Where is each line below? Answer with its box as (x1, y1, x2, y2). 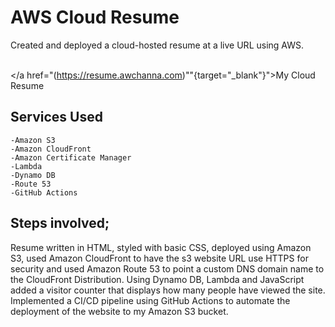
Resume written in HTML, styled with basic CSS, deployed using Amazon (10, 241, 312, 253)
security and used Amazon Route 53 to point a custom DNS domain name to (10, 262, 325, 275)
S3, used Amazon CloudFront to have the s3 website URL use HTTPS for (10, 252, 309, 264)
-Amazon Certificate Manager (10, 152, 132, 163)
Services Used (10, 109, 103, 126)
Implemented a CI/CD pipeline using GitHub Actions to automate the (10, 294, 291, 306)
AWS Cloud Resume (10, 6, 180, 29)
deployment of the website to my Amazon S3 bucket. (10, 305, 229, 317)
